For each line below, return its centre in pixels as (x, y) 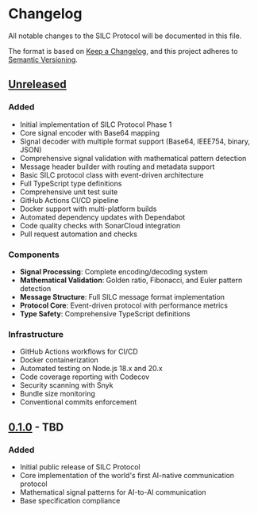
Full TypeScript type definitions (71, 183)
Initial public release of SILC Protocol (80, 467)
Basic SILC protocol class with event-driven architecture (112, 174)
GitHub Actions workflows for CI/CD (79, 352)
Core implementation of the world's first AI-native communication (127, 475)
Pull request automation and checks (78, 234)
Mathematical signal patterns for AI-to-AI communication (113, 492)
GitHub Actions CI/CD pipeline (69, 200)
